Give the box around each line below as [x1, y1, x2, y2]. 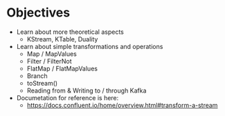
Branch [26, 71, 48, 80]
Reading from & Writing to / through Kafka [26, 86, 147, 95]
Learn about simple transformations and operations [16, 42, 163, 50]
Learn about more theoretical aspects [16, 28, 124, 36]
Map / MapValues [26, 50, 77, 58]
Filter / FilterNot [26, 57, 72, 65]
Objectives [6, 5, 71, 21]
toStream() [26, 79, 58, 87]
